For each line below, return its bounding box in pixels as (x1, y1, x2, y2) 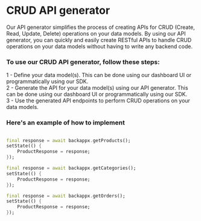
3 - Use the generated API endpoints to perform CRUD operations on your (6, 97, 190, 104)
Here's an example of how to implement (6, 119, 125, 127)
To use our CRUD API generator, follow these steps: (6, 58, 160, 66)
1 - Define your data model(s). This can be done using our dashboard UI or (6, 72, 192, 79)
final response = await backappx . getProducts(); (6, 137, 131, 143)
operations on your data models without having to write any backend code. (6, 43, 193, 50)
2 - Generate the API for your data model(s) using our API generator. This (6, 84, 188, 92)
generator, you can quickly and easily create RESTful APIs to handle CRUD (6, 36, 192, 43)
